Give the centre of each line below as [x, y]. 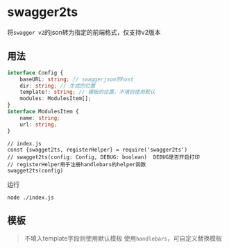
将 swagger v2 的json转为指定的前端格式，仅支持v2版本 [84, 32]
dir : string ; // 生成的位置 [58, 86]
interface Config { [35, 73]
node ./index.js [31, 198]
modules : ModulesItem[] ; [56, 99]
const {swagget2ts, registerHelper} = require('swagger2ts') [97, 150]
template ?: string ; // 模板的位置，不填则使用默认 [87, 92]
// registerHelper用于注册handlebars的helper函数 [77, 164]
